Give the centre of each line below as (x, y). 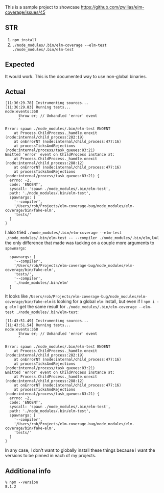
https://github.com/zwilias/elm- (112, 7)
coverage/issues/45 (25, 12)
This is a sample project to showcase (42, 7)
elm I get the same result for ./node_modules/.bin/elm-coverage (73, 307)
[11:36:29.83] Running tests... (38, 108)
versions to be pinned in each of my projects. (51, 456)
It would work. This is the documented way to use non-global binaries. (76, 76)
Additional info (28, 471)
